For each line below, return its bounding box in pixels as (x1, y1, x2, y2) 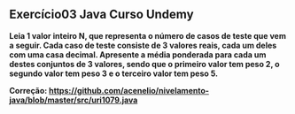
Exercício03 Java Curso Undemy (9, 7, 194, 22)
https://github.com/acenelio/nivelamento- (48, 85, 210, 95)
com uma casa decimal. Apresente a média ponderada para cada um (9, 49, 267, 60)
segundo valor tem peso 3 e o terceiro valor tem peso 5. (9, 68, 219, 79)
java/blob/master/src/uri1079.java (9, 95, 138, 105)
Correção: (9, 85, 48, 95)
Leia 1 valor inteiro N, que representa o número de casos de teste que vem (9, 30, 286, 41)
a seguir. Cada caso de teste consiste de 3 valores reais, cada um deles (9, 40, 277, 50)
